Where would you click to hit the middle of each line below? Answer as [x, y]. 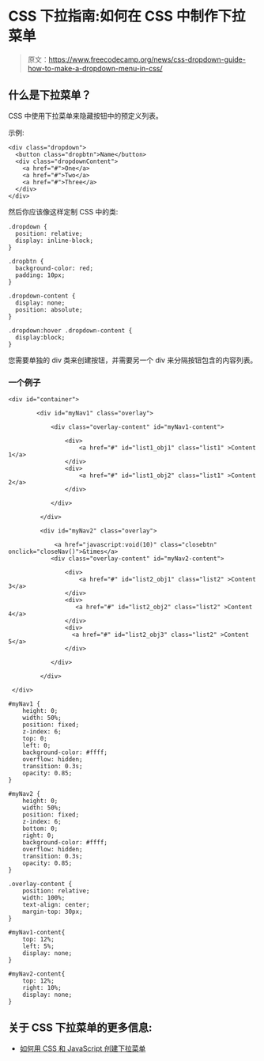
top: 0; [35, 739]
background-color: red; [54, 268]
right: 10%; [42, 988]
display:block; [40, 337]
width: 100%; [44, 898]
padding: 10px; [40, 275]
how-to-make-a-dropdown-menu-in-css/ [95, 68]
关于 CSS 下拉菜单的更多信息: [80, 1028]
